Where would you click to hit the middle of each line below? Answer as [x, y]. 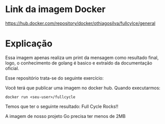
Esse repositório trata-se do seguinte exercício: [54, 78]
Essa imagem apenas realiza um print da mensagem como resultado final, [82, 57]
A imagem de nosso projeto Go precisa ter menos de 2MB [66, 116]
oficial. [12, 68]
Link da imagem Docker [56, 9]
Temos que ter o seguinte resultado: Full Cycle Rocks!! [62, 106]
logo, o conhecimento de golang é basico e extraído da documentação [79, 63]
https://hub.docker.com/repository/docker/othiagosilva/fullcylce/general [80, 23]
